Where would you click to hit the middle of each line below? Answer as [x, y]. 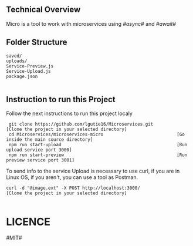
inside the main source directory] [50, 140]
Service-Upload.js [28, 71]
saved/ [14, 56]
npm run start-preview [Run [98, 155]
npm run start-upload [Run [98, 145]
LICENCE [28, 222]
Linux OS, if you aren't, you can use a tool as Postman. [72, 177]
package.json [22, 76]
